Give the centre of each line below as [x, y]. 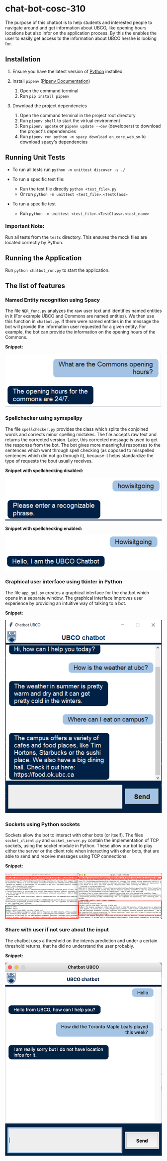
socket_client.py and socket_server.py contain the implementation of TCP [82, 840]
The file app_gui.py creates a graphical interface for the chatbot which [77, 592]
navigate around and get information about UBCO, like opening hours [76, 27]
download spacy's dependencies [54, 142]
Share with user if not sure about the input [57, 930]
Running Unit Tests [35, 158]
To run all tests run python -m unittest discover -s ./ [69, 169]
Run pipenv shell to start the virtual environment [70, 121]
